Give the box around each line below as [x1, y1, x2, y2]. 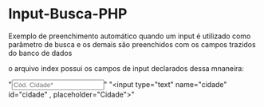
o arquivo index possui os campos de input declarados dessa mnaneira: [8, 63, 245, 73]
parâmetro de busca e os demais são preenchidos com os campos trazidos [8, 39, 257, 49]
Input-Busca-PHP [8, 5, 128, 23]
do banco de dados [8, 48, 73, 57]
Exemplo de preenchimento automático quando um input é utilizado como [8, 31, 251, 41]
